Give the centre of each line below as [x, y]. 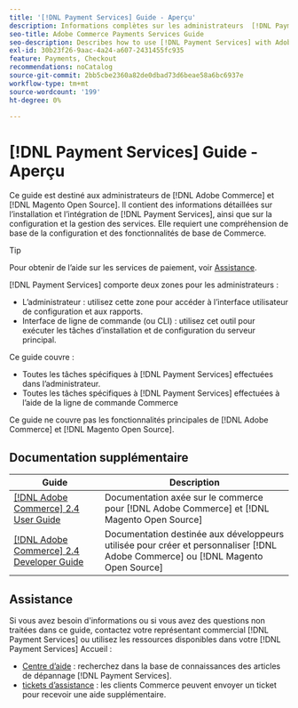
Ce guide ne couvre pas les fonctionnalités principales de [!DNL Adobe [139, 420]
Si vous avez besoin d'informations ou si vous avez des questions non [137, 620]
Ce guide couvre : [42, 358]
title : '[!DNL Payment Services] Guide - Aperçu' [103, 17]
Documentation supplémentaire [99, 458]
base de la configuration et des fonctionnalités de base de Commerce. [138, 233]
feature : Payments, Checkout [63, 59]
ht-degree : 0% [35, 100]
